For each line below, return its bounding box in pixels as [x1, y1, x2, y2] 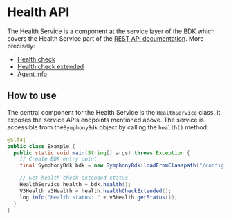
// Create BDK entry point [19, 156, 98, 163]
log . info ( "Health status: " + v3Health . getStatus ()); [19, 194, 178, 201]
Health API [7, 4, 70, 20]
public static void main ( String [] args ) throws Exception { [13, 149, 190, 156]
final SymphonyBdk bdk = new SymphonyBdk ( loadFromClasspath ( [19, 162, 199, 169]
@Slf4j [7, 136, 26, 143]
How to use [7, 90, 57, 102]
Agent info [17, 70, 47, 78]
